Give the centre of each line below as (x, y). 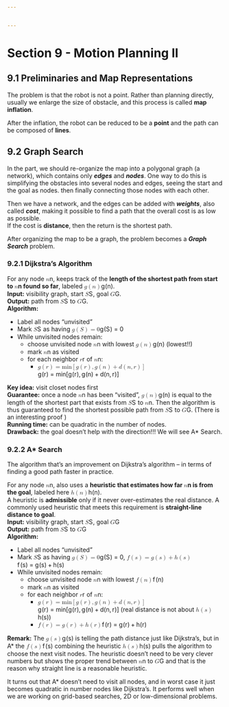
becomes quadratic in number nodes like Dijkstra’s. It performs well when (111, 689)
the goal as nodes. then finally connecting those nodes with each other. (108, 190)
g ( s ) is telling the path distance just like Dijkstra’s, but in (141, 638)
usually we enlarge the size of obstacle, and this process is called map (107, 102)
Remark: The (26, 638)
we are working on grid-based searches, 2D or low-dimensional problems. (112, 696)
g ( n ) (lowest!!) (173, 344)
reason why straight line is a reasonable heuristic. (77, 669)
